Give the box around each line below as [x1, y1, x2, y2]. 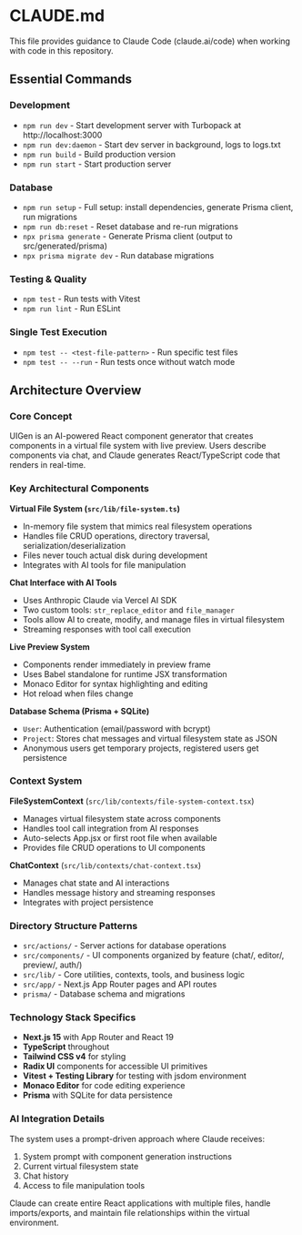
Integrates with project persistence [22, 896, 155, 907]
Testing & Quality [9, 272, 87, 285]
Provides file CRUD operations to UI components [22, 842, 206, 853]
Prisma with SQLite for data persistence [22, 1089, 173, 1101]
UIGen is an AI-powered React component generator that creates [9, 430, 254, 441]
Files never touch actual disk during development [22, 550, 207, 561]
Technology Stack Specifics [9, 1011, 136, 1024]
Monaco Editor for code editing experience [22, 1080, 186, 1091]
